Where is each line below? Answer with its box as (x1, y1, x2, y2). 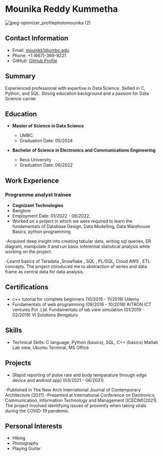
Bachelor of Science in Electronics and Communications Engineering (12, 147, 156, 153)
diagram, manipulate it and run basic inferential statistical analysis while (5, 243, 150, 250)
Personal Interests (5, 422, 62, 430)
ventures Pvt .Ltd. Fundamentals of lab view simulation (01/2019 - (12, 306, 145, 312)
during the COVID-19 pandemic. (5, 408, 70, 414)
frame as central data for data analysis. (5, 269, 84, 275)
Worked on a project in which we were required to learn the (12, 218, 133, 224)
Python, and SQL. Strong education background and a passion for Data (5, 90, 149, 96)
